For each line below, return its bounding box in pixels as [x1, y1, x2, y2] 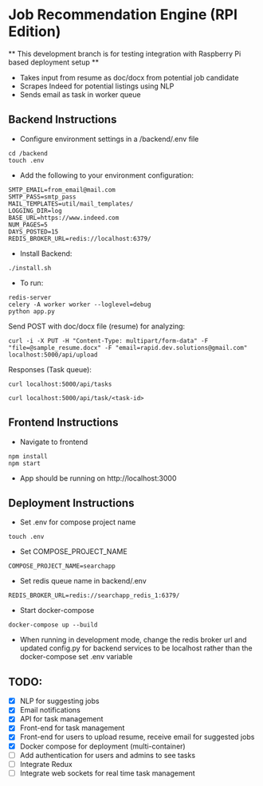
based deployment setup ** [8, 57, 100, 67]
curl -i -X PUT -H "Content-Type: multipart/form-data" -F [8, 336, 209, 344]
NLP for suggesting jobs [19, 696, 100, 706]
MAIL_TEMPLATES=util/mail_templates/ [8, 199, 134, 208]
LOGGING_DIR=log [8, 206, 62, 214]
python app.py [8, 307, 56, 316]
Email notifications [19, 705, 81, 715]
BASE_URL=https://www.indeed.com [8, 214, 120, 222]
